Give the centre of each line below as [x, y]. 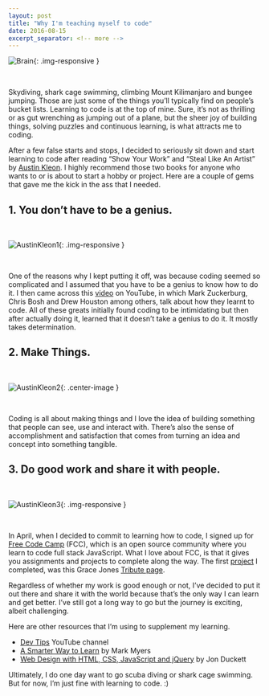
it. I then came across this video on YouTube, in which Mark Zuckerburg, [128, 293]
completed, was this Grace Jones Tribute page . [87, 569]
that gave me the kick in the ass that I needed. [85, 185]
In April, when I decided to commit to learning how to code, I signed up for [131, 535]
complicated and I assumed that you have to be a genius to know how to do [133, 285]
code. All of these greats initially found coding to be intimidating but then [128, 310]
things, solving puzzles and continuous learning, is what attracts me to [125, 126]
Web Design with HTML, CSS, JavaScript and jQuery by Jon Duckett [133, 659]
